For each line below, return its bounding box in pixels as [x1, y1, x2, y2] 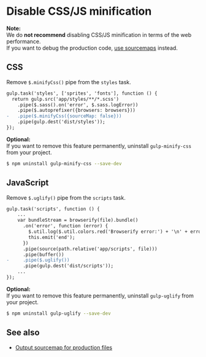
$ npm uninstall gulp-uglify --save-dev [6, 310, 112, 316]
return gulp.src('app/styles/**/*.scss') [12, 96, 120, 102]
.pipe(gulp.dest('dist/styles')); [17, 119, 105, 125]
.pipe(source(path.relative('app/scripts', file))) [22, 246, 158, 252]
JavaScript [6, 178, 49, 188]
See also [6, 328, 40, 338]
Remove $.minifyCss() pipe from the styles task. [6, 78, 131, 85]
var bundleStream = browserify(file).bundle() [17, 217, 139, 224]
